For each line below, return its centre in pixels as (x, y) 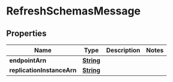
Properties (26, 33)
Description (123, 50)
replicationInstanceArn (43, 70)
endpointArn (28, 60)
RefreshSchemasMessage (74, 11)
